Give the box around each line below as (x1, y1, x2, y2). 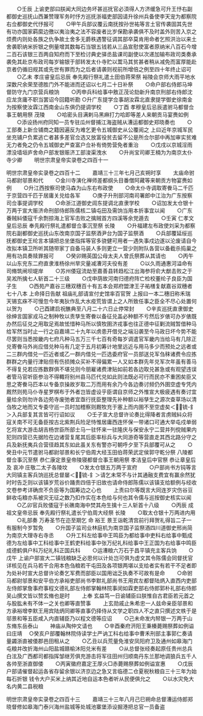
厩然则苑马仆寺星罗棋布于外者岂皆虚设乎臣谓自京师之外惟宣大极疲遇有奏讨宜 (6, 389, 197, 395)
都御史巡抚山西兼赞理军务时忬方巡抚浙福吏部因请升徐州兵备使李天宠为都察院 (6, 13, 197, 20)
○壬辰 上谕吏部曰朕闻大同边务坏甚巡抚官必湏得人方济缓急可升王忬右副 (16, 5, 193, 12)
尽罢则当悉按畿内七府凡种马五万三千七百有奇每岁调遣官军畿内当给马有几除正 (6, 335, 197, 343)
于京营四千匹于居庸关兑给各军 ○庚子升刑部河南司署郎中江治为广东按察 (6, 192, 193, 199)
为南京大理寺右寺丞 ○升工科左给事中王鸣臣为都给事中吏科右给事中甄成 (6, 532, 193, 539)
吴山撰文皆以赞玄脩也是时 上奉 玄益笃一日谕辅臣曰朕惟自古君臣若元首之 (6, 592, 195, 599)
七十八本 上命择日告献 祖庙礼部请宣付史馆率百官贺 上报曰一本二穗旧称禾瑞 (6, 290, 191, 297)
